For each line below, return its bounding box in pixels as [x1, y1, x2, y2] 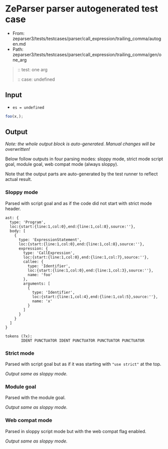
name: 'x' [32, 299, 53, 304]
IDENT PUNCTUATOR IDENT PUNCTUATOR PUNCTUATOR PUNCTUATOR [21, 338, 144, 343]
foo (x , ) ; [5, 114, 24, 119]
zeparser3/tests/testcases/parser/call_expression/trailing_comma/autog [12, 36, 161, 42]
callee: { [23, 259, 44, 264]
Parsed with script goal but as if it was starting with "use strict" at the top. [5, 361, 161, 367]
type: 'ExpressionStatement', [18, 237, 82, 242]
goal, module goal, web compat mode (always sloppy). [5, 161, 119, 167]
